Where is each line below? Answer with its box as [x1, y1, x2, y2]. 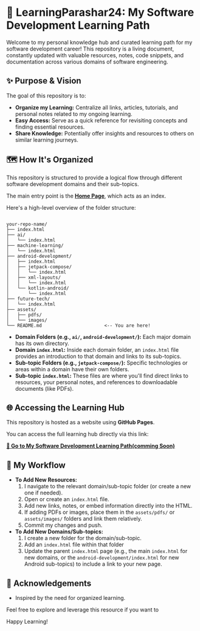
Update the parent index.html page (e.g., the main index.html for [24, 547, 188, 555]
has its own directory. [15, 340, 70, 347]
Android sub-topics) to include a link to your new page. [24, 560, 162, 568]
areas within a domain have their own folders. [15, 365, 129, 373]
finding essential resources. [15, 123, 85, 130]
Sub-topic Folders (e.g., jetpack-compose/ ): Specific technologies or [15, 359, 188, 366]
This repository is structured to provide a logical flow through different [6, 174, 182, 181]
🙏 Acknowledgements [6, 578, 92, 588]
